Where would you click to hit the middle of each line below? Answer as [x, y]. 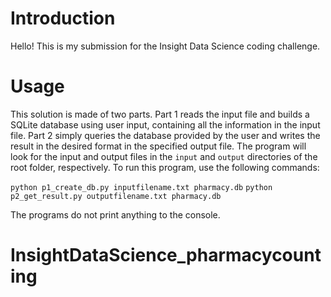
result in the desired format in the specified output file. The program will [158, 146]
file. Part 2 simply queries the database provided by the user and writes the [165, 135]
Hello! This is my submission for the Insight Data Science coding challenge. [165, 46]
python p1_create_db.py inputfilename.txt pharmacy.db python [141, 187]
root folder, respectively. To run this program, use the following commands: [165, 167]
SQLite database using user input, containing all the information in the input [165, 124]
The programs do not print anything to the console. [115, 214]
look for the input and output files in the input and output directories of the [164, 156]
